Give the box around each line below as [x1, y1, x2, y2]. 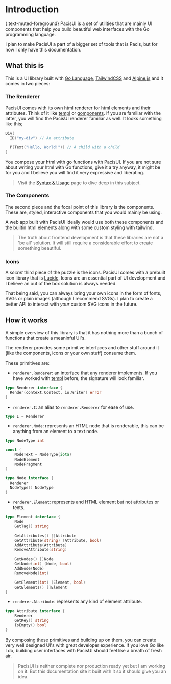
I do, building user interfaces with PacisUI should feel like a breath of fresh [5, 647, 162, 653]
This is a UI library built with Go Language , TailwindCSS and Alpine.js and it [5, 75, 163, 81]
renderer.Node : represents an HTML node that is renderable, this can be [12, 423, 164, 429]
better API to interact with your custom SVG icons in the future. [5, 301, 138, 307]
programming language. [5, 31, 56, 37]
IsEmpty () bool [14, 623, 47, 628]
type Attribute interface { [5, 609, 65, 614]
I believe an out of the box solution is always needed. [5, 281, 117, 287]
